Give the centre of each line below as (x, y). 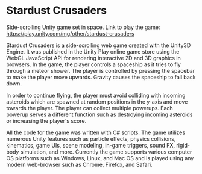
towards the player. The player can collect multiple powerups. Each (90, 108)
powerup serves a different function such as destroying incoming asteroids (99, 114)
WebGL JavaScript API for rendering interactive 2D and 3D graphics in (93, 58)
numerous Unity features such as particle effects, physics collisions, (91, 138)
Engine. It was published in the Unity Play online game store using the (93, 51)
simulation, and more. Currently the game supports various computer (106, 152)
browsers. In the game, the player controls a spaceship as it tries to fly (93, 64)
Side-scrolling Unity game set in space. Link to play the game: (83, 27)
